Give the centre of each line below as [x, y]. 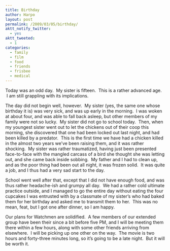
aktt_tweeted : [20, 39]
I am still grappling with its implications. [47, 96]
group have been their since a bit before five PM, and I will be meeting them [84, 222]
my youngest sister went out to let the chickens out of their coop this [77, 127]
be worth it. [17, 243]
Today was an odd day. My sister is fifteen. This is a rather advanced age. [84, 90]
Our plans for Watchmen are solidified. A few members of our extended [81, 217]
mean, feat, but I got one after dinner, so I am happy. [60, 207]
